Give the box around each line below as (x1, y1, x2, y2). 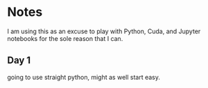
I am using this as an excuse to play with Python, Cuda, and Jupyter (7, 27, 201, 35)
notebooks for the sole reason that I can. (7, 34, 123, 42)
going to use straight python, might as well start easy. (7, 73, 161, 81)
